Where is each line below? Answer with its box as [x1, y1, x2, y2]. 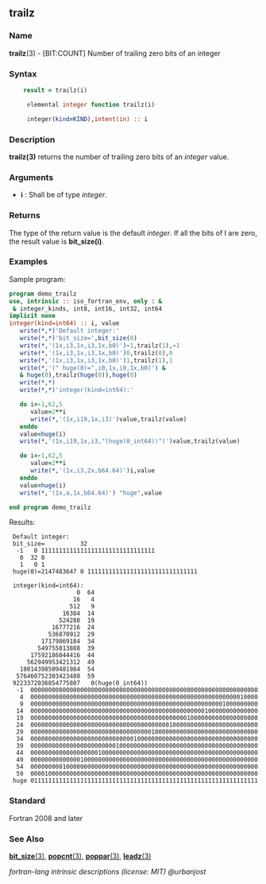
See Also [9, 833, 44, 844]
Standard [9, 796, 46, 807]
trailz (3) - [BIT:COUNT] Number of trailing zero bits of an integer [9, 48, 221, 58]
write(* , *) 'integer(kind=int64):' [19, 386, 134, 394]
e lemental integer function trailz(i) [26, 100, 156, 108]
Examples [9, 256, 48, 268]
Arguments [9, 171, 54, 182]
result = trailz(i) [23, 86, 88, 94]
